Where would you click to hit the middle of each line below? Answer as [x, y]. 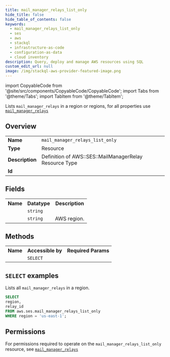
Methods [20, 237]
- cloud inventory [29, 57]
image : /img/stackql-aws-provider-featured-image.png [63, 71]
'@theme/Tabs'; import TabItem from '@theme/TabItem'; [64, 96]
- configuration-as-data [36, 52]
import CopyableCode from [34, 86]
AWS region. [70, 218]
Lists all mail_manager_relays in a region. [48, 288]
